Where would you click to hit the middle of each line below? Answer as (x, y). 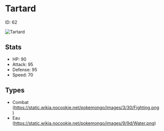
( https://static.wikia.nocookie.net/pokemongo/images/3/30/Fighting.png (86, 107)
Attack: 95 (23, 64)
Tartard (20, 9)
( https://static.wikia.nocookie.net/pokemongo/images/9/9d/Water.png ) (84, 123)
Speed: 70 (23, 75)
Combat (20, 102)
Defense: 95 (25, 69)
